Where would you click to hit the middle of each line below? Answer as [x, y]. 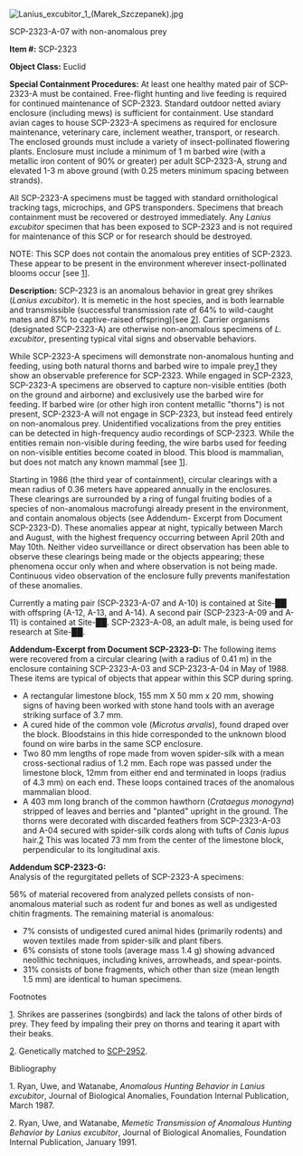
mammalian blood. [57, 792]
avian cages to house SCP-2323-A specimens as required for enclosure [143, 123]
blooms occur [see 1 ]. [50, 273]
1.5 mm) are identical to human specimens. [102, 979]
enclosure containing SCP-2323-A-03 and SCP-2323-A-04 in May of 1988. [149, 669]
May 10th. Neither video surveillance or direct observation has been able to [149, 547]
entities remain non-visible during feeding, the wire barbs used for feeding [148, 443]
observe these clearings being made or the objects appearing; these [137, 556]
